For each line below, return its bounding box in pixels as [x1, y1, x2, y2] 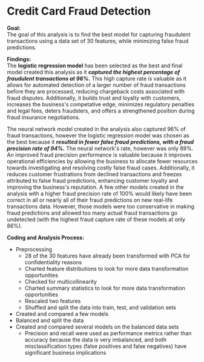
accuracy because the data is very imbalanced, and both [24, 336, 167, 343]
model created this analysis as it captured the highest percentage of [7, 68, 180, 75]
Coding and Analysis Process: [7, 234, 84, 241]
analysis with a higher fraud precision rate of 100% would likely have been [7, 190, 192, 197]
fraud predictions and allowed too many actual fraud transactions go [7, 209, 178, 216]
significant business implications [24, 349, 107, 356]
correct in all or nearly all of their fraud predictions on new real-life [7, 196, 173, 203]
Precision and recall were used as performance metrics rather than [24, 329, 192, 336]
